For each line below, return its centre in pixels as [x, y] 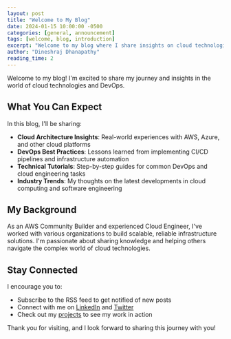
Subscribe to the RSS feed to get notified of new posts [94, 300]
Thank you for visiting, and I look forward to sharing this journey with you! [111, 328]
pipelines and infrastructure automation [73, 158]
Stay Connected [42, 270]
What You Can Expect [55, 107]
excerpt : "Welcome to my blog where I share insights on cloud [100, 45]
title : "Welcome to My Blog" [49, 20]
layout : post [26, 13]
